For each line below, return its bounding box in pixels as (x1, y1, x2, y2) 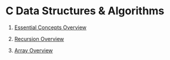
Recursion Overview (14, 35, 64, 42)
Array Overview (14, 46, 53, 54)
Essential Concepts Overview (14, 24, 87, 31)
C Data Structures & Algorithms (5, 4, 165, 18)
